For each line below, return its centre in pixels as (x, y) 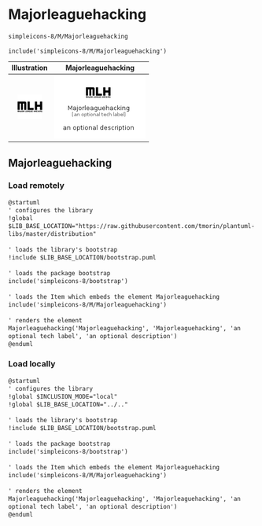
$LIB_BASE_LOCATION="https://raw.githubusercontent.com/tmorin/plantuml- (132, 226)
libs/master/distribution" (52, 234)
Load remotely (37, 185)
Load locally (32, 363)
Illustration (30, 68)
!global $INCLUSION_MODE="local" (63, 397)
